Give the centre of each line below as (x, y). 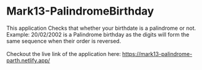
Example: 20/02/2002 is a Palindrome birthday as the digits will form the (98, 34)
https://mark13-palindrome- (157, 54)
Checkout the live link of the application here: (64, 54)
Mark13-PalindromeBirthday (80, 11)
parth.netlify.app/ (28, 60)
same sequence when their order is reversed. (64, 41)
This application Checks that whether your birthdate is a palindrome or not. (101, 28)
